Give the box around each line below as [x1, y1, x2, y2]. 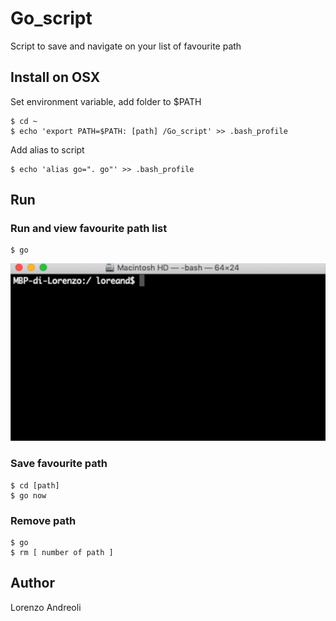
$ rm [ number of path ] [10, 547, 114, 557]
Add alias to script [10, 143, 85, 156]
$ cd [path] [10, 480, 60, 491]
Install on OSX [10, 69, 101, 86]
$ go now [10, 490, 47, 501]
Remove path [10, 513, 77, 527]
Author [10, 575, 55, 592]
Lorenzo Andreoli [10, 601, 82, 613]
